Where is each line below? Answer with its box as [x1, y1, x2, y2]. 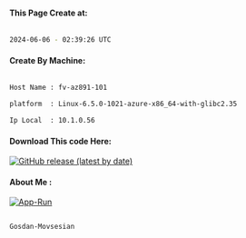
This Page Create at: [9, 7, 88, 18]
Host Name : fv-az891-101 [9, 83, 107, 93]
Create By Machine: [9, 55, 86, 65]
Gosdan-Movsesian [9, 223, 75, 232]
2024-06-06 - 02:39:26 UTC [9, 35, 112, 45]
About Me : [9, 176, 53, 187]
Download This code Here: [9, 135, 112, 146]
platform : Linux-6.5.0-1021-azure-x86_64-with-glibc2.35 [9, 100, 238, 109]
